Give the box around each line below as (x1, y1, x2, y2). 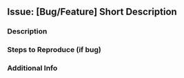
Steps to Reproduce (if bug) (7, 45, 101, 55)
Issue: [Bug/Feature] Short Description (7, 6, 177, 18)
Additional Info (7, 64, 58, 73)
